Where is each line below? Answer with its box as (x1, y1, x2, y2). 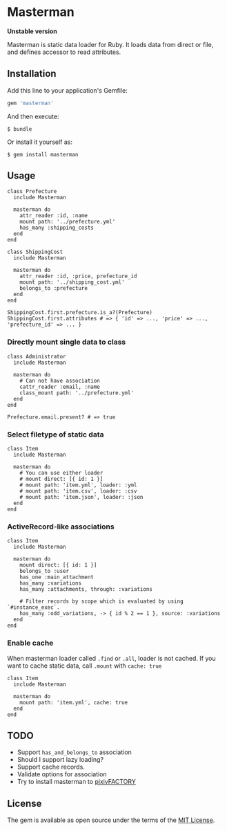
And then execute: (7, 112, 59, 120)
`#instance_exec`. (7, 604, 60, 611)
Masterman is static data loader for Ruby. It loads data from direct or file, (7, 40, 214, 48)
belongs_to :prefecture (19, 285, 88, 292)
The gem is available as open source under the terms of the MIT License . (7, 816, 215, 824)
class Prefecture (7, 188, 57, 195)
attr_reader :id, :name (19, 212, 88, 219)
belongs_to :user (19, 568, 70, 575)
